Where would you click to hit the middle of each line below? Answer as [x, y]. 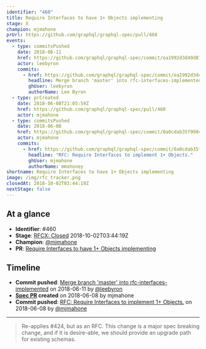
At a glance [29, 214]
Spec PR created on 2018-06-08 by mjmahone [74, 296]
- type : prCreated [36, 98]
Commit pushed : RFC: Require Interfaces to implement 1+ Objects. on [104, 302]
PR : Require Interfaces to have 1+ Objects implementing [86, 248]
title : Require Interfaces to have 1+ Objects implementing [85, 18]
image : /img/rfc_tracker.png [44, 178]
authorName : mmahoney [56, 167]
